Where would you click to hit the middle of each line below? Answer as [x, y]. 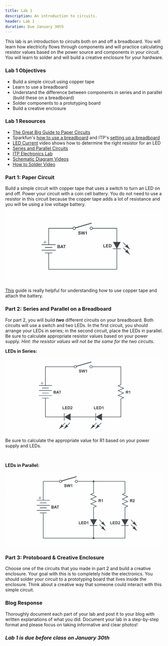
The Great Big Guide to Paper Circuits [51, 132]
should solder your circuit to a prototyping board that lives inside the [76, 579]
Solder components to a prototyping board [57, 103]
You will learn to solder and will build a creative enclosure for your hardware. [84, 57]
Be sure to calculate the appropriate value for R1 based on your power [77, 441]
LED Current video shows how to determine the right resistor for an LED [87, 143]
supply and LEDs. [23, 446]
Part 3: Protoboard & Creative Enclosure [55, 557]
